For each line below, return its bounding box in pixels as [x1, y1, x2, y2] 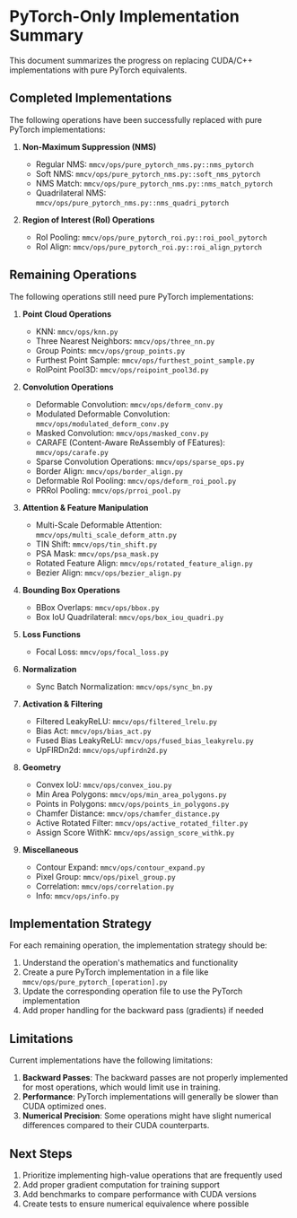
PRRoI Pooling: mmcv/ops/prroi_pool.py [35, 485, 181, 495]
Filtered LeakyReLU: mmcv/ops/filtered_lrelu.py [35, 715, 218, 726]
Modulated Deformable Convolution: [35, 408, 170, 419]
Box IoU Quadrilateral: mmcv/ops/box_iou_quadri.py [35, 611, 224, 622]
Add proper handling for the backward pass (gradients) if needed [22, 1005, 265, 1016]
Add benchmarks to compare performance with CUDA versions [22, 1189, 258, 1199]
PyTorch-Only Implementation [9, 6, 240, 27]
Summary [9, 25, 83, 46]
